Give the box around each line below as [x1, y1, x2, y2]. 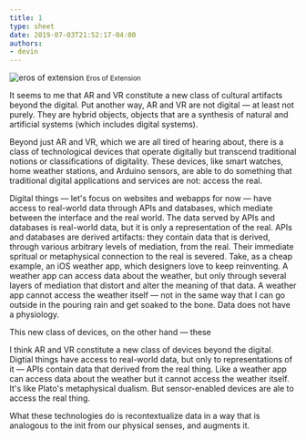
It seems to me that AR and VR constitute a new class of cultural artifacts [9, 90, 283, 101]
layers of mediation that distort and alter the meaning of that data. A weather [9, 280, 297, 292]
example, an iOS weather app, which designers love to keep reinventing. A [9, 261, 289, 271]
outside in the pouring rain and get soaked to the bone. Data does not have [9, 300, 291, 311]
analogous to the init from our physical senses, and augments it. [9, 420, 250, 431]
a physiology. [9, 309, 60, 320]
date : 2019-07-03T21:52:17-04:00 [9, 30, 137, 39]
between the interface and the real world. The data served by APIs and [9, 212, 276, 223]
